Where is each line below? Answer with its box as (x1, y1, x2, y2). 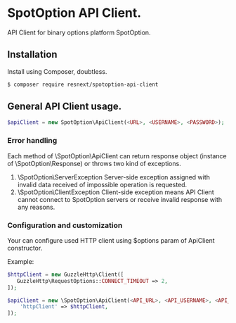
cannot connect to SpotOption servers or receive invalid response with (17, 195, 223, 203)
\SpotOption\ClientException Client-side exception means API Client (17, 188, 214, 196)
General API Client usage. (7, 101, 122, 113)
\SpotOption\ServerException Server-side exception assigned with (17, 172, 211, 181)
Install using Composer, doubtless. (7, 67, 107, 75)
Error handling (7, 136, 58, 146)
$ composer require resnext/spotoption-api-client (7, 81, 159, 88)
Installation (7, 49, 58, 61)
